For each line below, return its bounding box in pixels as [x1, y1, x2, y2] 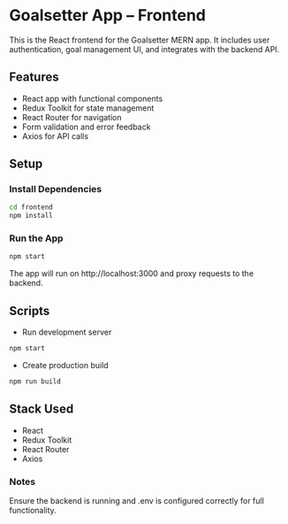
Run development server [21, 327, 112, 337]
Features [9, 70, 59, 85]
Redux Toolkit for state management [21, 103, 155, 113]
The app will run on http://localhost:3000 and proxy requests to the [9, 268, 254, 279]
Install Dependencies [9, 183, 102, 196]
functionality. [9, 505, 57, 516]
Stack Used [9, 402, 74, 417]
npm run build [9, 377, 62, 386]
